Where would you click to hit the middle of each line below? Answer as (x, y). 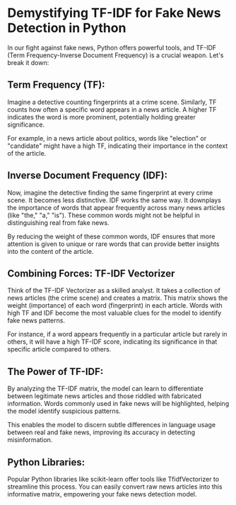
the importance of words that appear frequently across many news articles (116, 207)
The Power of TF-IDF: (55, 372)
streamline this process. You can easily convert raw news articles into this (115, 487)
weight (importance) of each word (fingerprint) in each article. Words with (115, 306)
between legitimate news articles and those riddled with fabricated (104, 396)
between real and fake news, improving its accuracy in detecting (101, 432)
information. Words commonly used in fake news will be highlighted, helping (118, 404)
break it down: (28, 62)
